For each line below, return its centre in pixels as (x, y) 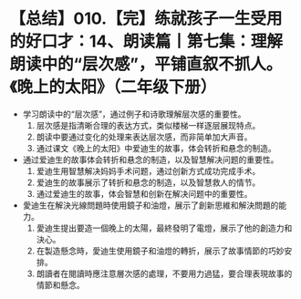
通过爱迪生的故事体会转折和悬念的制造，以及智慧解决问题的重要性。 (150, 160)
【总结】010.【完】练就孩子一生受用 (146, 19)
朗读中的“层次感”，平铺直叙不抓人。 (146, 64)
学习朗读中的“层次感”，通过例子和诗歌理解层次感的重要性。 (134, 114)
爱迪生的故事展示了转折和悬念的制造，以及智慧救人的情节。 (148, 182)
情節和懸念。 (60, 284)
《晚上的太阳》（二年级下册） (113, 87)
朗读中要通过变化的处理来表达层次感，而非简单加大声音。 (144, 137)
